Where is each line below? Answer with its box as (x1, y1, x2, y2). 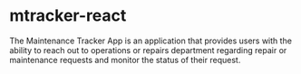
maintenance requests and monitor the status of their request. (9, 54, 241, 65)
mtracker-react (9, 5, 127, 26)
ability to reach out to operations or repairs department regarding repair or (9, 44, 287, 55)
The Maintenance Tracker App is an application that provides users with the (9, 35, 293, 46)
